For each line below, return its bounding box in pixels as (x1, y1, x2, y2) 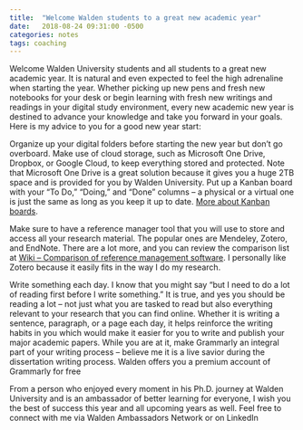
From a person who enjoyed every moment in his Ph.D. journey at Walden (9, 384, 284, 395)
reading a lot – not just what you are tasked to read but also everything (9, 299, 274, 310)
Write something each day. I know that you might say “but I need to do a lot (9, 280, 290, 291)
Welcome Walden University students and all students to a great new (9, 63, 268, 74)
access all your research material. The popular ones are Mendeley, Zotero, (9, 233, 288, 244)
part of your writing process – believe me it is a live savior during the (9, 347, 266, 358)
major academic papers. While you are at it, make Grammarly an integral (9, 337, 279, 349)
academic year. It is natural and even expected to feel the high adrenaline (9, 73, 284, 84)
